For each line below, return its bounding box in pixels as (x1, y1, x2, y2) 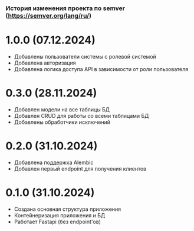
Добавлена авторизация (14, 59, 76, 66)
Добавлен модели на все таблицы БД (14, 105, 110, 113)
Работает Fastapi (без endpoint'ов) (14, 218, 101, 225)
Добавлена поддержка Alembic (14, 159, 94, 166)
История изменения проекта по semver (5, 4, 125, 12)
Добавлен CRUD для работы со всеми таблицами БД (14, 112, 149, 119)
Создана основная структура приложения (14, 206, 121, 213)
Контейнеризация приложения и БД (14, 211, 106, 219)
